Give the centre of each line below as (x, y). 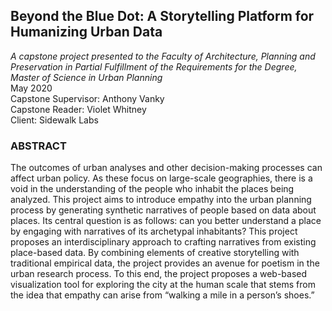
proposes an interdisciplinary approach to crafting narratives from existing (163, 242)
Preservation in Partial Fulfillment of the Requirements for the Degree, (154, 66)
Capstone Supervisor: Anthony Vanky (87, 98)
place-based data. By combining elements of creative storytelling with (155, 253)
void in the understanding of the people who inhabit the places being (152, 189)
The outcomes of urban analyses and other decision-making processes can (166, 168)
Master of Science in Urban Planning (86, 77)
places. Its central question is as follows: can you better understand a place (166, 221)
